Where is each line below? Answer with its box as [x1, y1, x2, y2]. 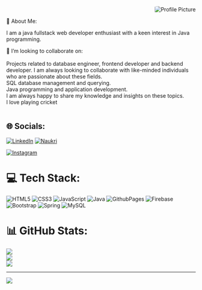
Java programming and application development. [6, 86, 128, 93]
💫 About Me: [6, 17, 37, 25]
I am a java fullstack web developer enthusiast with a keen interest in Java [6, 30, 190, 36]
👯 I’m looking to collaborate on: [6, 48, 83, 54]
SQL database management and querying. [6, 80, 111, 86]
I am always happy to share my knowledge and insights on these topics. [6, 92, 185, 99]
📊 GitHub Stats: [6, 224, 88, 238]
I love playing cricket [6, 99, 58, 106]
